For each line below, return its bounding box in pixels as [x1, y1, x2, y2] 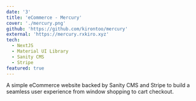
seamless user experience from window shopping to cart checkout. [6, 88, 174, 96]
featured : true [6, 65, 45, 71]
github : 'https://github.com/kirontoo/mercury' [6, 25, 128, 32]
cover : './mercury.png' [6, 20, 66, 26]
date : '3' [6, 8, 31, 15]
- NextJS [11, 43, 34, 49]
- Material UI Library [11, 48, 69, 54]
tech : [6, 37, 20, 43]
